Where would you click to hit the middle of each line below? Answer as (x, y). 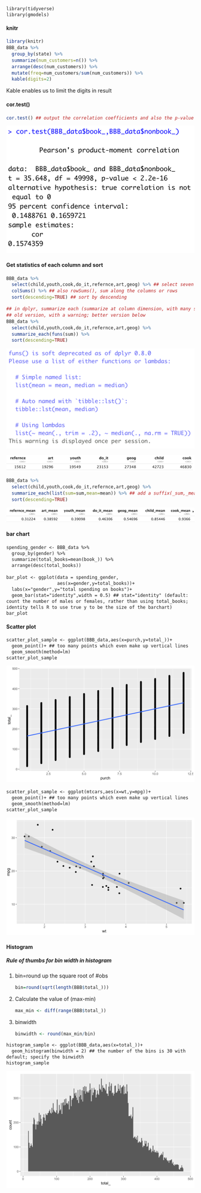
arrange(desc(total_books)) (47, 566)
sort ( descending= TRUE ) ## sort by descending (69, 298)
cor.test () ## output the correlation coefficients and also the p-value (100, 118)
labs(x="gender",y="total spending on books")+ (72, 590)
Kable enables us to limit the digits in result (59, 91)
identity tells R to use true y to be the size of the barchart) (89, 608)
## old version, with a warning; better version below (76, 315)
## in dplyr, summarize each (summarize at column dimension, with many (99, 309)
